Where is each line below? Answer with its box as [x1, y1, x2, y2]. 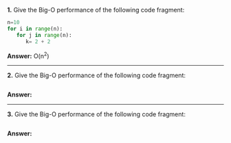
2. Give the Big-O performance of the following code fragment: [7, 71, 186, 79]
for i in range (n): [7, 25, 63, 32]
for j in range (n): [16, 31, 72, 38]
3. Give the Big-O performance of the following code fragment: [7, 110, 186, 118]
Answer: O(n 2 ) [7, 51, 49, 60]
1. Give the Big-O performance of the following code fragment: [7, 6, 185, 14]
